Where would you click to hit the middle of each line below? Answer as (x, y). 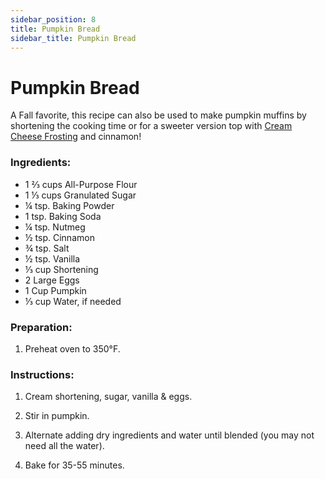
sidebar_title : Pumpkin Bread (73, 38)
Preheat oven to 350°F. (72, 348)
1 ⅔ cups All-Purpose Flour (81, 184)
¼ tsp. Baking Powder (69, 205)
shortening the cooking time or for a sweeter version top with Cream (151, 126)
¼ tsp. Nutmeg (55, 227)
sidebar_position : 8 (53, 19)
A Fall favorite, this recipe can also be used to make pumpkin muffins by (158, 115)
